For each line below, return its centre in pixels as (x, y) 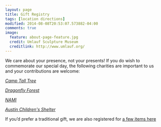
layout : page (19, 10)
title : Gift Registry (27, 14)
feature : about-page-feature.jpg (44, 38)
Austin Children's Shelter (30, 109)
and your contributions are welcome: (42, 71)
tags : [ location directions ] (35, 19)
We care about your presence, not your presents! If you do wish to (73, 60)
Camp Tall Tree (21, 81)
